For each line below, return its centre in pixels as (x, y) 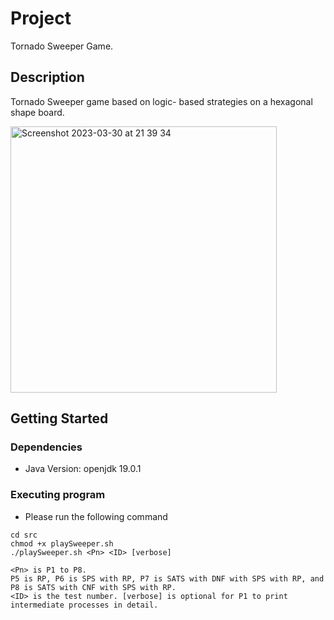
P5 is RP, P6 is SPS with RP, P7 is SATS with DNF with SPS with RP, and (167, 578)
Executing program (58, 495)
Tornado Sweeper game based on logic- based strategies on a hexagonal (161, 101)
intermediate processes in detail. (84, 605)
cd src (24, 535)
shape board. (37, 112)
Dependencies (46, 447)
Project (41, 18)
